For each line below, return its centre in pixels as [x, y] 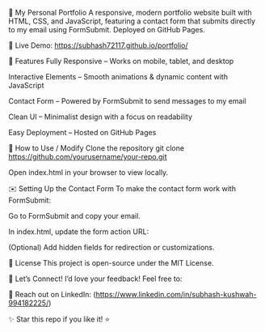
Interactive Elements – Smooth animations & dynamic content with [118, 77]
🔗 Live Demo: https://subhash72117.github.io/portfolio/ [98, 45]
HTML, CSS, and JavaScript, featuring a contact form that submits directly [132, 21]
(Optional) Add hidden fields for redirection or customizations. [111, 247]
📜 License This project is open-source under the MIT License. [111, 263]
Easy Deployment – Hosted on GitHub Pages [82, 132]
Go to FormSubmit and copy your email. [75, 216]
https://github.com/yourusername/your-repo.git [88, 157]
